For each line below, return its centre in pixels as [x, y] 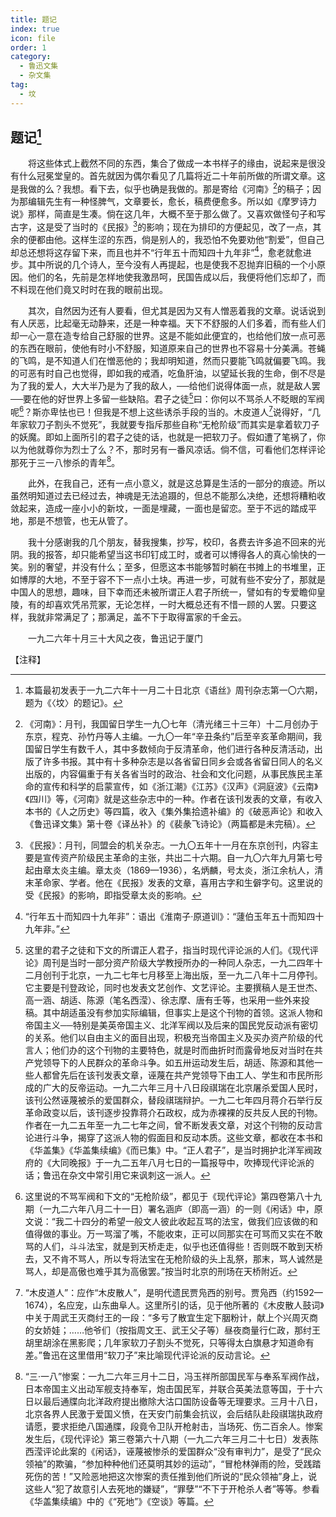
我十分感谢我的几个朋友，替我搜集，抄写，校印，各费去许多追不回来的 [172, 542]
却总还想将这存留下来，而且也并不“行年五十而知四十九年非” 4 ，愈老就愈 [156, 251]
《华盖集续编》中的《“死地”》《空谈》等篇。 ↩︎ [119, 1502]
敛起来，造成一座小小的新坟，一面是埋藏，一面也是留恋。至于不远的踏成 [159, 508]
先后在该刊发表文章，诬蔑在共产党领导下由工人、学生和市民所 [187, 1075]
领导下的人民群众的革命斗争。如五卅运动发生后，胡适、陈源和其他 [178, 1063]
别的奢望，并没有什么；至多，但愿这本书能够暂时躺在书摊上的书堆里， [172, 567]
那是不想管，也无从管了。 [80, 521]
